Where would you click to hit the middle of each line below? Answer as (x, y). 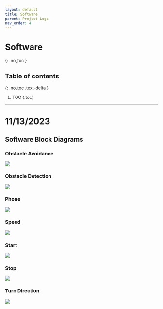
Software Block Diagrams (44, 139)
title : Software (21, 14)
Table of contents (32, 76)
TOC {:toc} (23, 97)
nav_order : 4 (18, 23)
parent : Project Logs (27, 19)
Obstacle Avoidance (29, 153)
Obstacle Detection (28, 176)
